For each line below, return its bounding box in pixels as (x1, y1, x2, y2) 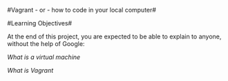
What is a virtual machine (7, 53, 81, 61)
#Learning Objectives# (7, 19, 73, 27)
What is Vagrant (7, 67, 54, 74)
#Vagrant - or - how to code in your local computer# (7, 6, 157, 14)
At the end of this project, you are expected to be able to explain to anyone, (7, 32, 222, 40)
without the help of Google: (7, 40, 85, 47)
